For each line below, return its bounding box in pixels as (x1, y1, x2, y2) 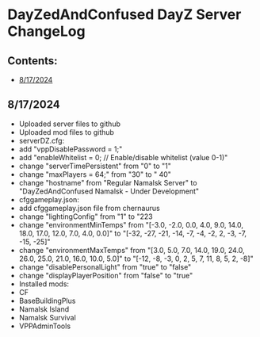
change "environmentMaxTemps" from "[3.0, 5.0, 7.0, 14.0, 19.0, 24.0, (18, 245, 245, 255)
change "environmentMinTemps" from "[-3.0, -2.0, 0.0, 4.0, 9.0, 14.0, (18, 220, 243, 229)
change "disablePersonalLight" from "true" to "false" (18, 262, 192, 271)
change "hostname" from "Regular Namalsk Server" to (18, 178, 197, 187)
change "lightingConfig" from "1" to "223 (18, 212, 153, 221)
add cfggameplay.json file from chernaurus (18, 203, 160, 213)
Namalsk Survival (18, 312, 76, 322)
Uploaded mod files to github (18, 127, 114, 136)
